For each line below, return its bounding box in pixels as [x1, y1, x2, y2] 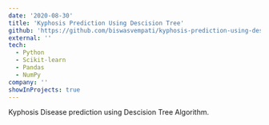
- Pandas [15, 64, 45, 72]
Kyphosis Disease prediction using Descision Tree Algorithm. [8, 107, 210, 117]
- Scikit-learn [15, 57, 66, 64]
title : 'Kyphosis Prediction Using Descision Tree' [8, 19, 184, 27]
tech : [8, 41, 26, 49]
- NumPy [15, 71, 42, 79]
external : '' [8, 33, 52, 42]
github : [8, 26, 34, 34]
